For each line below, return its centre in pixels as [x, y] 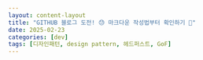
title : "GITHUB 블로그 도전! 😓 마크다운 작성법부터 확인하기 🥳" [102, 23]
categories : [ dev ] [38, 37]
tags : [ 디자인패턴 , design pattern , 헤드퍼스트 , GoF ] [90, 44]
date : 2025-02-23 [37, 30]
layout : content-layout [47, 15]
